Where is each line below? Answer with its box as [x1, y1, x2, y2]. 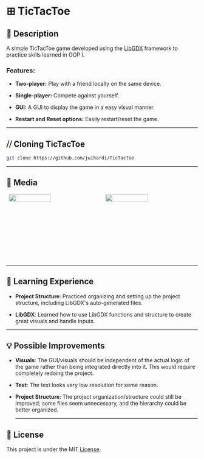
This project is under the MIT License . [6, 446, 101, 453]
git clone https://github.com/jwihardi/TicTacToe [6, 155, 135, 161]
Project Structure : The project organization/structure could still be [15, 393, 182, 401]
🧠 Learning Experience [6, 276, 94, 287]
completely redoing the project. [15, 370, 94, 377]
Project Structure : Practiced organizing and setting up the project [15, 292, 180, 300]
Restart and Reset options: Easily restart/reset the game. [15, 116, 159, 123]
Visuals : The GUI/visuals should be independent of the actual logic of [15, 357, 190, 364]
